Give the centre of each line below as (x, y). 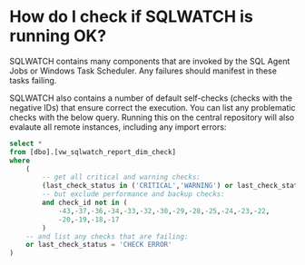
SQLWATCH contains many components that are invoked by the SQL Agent (150, 61)
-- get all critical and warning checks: (122, 177)
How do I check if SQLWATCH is (132, 17)
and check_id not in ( (85, 203)
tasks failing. (33, 80)
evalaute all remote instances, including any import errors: (118, 127)
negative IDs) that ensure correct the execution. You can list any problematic (152, 107)
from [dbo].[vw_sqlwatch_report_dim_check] (93, 152)
